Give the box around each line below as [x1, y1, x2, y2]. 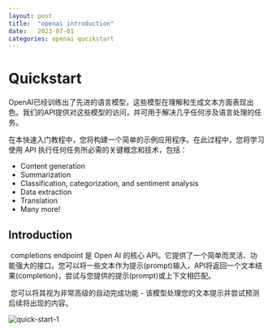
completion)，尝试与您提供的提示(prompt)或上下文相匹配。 [18, 271, 216, 280]
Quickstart [8, 70, 83, 88]
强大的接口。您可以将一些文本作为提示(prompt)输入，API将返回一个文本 [15, 261, 256, 270]
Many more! [19, 205, 61, 214]
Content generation [19, 162, 86, 171]
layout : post [8, 11, 53, 20]
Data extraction [19, 188, 72, 197]
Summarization [19, 170, 71, 179]
